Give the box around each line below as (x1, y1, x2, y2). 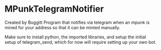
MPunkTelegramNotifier (4, 3, 104, 15)
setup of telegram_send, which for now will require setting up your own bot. (4, 39, 157, 45)
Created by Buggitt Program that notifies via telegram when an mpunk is (4, 19, 150, 25)
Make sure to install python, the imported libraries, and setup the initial (4, 34, 146, 40)
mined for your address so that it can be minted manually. (4, 24, 121, 30)
